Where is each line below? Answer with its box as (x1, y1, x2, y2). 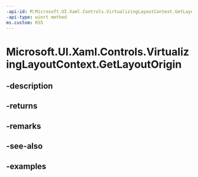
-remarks (6, 121, 41, 131)
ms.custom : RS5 (6, 19, 44, 25)
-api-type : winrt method (6, 14, 67, 20)
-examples (6, 161, 47, 171)
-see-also (6, 141, 43, 151)
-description (6, 81, 53, 91)
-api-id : (6, 8, 28, 15)
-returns (6, 101, 38, 111)
